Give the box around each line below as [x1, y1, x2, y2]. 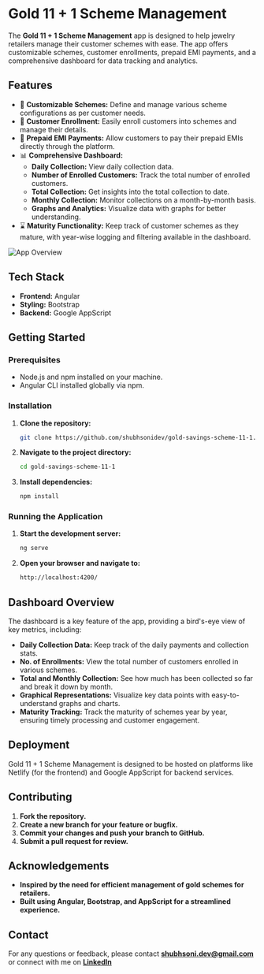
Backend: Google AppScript [19, 308, 112, 318]
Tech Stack [8, 270, 65, 284]
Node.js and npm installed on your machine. [19, 372, 163, 382]
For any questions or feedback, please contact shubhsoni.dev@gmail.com [8, 949, 254, 958]
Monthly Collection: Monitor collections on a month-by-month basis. [31, 195, 256, 205]
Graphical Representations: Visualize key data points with [19, 690, 210, 700]
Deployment [8, 738, 70, 752]
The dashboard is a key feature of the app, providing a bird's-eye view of [8, 616, 246, 626]
